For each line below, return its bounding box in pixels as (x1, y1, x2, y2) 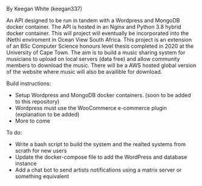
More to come (15, 117, 50, 124)
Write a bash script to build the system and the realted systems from (15, 141, 186, 147)
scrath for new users (15, 147, 67, 154)
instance (15, 160, 37, 167)
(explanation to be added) (15, 111, 80, 118)
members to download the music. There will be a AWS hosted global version (6, 62, 197, 69)
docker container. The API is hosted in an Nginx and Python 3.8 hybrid (6, 24, 181, 30)
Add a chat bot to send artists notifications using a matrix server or (15, 166, 182, 173)
